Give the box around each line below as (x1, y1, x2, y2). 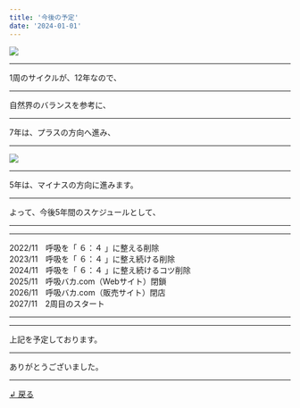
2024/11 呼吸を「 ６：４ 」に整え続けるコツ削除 (9, 264, 192, 275)
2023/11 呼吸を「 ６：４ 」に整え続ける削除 (9, 254, 176, 264)
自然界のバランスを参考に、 (9, 99, 112, 110)
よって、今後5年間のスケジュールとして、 (9, 206, 161, 217)
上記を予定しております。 (9, 334, 103, 345)
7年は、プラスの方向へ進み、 (9, 127, 116, 137)
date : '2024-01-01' (9, 21, 82, 30)
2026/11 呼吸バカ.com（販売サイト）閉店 (9, 287, 166, 297)
